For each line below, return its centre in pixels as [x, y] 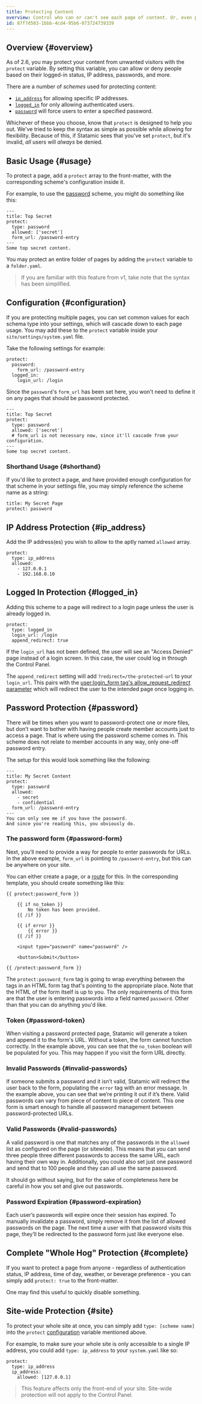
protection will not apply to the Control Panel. [77, 1394]
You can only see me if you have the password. [67, 818]
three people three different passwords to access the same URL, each [93, 1155]
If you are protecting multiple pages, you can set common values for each [98, 317]
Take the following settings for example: [56, 348]
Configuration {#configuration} [66, 303]
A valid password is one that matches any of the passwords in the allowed [98, 1142]
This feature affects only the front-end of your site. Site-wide [96, 1388]
